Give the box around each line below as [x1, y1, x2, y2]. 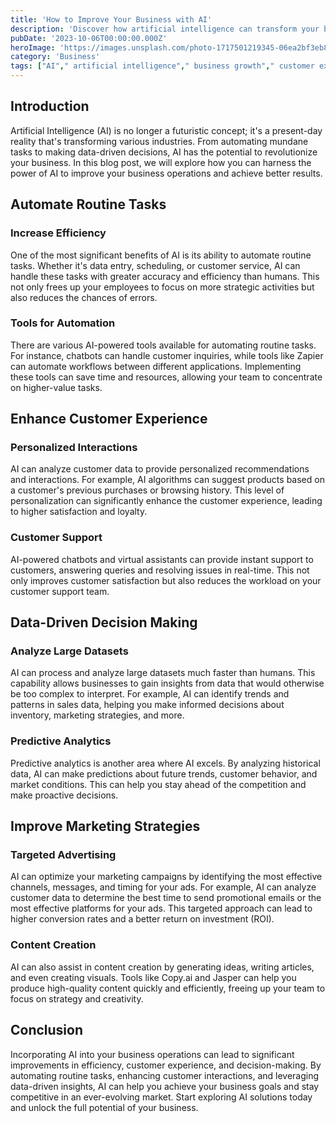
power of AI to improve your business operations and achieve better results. [10, 167, 323, 179]
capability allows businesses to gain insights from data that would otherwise [10, 677, 325, 690]
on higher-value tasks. [10, 381, 103, 393]
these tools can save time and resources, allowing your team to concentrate [10, 371, 323, 383]
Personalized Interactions [10, 441, 138, 455]
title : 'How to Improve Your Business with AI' [10, 14, 213, 25]
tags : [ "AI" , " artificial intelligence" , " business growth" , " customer [10, 61, 315, 71]
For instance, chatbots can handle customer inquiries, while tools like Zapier [10, 349, 324, 361]
